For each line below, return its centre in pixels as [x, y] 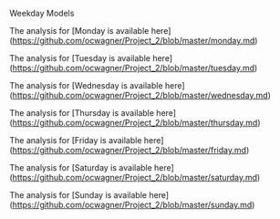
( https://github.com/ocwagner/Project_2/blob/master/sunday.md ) [132, 205]
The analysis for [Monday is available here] [90, 31]
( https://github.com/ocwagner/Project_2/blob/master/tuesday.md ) [134, 68]
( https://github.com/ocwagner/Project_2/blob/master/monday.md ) [134, 41]
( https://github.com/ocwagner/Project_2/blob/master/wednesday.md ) [140, 95]
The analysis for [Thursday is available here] [93, 113]
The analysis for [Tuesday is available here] [91, 58]
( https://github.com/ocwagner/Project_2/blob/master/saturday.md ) [135, 177]
